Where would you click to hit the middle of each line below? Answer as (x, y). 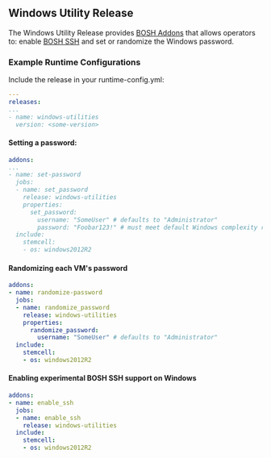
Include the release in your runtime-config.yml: (86, 80)
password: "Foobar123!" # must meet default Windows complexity (148, 227)
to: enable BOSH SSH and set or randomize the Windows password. (121, 41)
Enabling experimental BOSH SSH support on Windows (102, 378)
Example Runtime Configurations (75, 62)
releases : (25, 102)
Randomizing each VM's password (68, 268)
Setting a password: (43, 143)
